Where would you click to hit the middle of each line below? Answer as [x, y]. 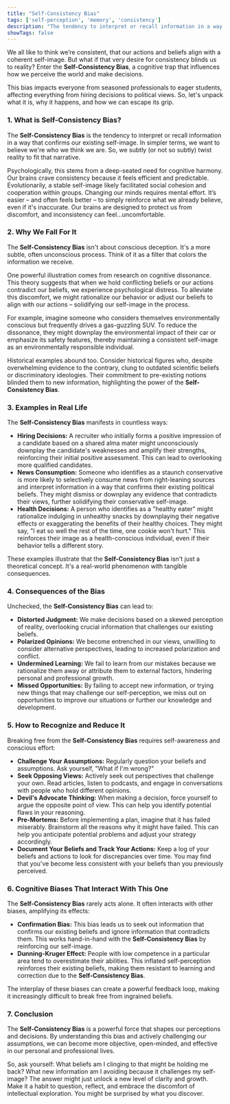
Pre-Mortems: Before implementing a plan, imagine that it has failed [114, 820]
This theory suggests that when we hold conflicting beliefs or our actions [111, 282]
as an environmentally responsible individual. [71, 347]
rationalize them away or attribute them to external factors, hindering [114, 671]
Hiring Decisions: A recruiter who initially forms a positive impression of [119, 436]
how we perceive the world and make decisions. [76, 74]
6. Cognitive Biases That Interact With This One [88, 888]
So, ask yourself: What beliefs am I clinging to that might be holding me [108, 1064]
